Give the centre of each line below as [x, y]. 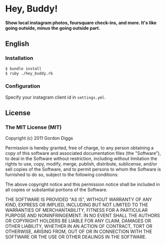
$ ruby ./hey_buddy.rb [29, 73]
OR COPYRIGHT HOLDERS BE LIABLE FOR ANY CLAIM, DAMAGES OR [78, 221]
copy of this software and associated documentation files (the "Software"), [83, 153]
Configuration [23, 86]
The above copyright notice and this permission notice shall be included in [82, 185]
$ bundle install [23, 68]
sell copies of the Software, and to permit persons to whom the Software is [83, 170]
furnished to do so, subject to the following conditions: [62, 175]
